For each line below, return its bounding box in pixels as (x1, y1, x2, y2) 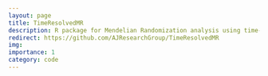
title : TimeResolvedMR (8, 19, 84, 27)
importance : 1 (8, 48, 56, 56)
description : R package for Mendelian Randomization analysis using (8, 26, 241, 34)
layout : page (8, 11, 52, 20)
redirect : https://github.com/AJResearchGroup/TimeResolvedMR (8, 33, 219, 42)
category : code (8, 56, 59, 64)
